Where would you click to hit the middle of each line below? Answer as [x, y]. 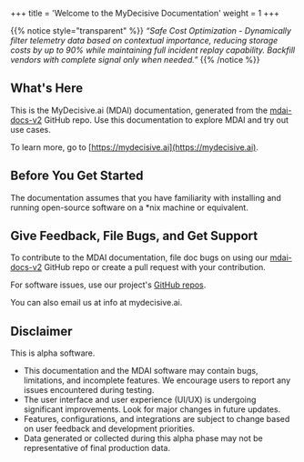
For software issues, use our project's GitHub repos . [108, 285]
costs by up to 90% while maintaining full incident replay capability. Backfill [152, 50]
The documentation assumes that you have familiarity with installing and [146, 197]
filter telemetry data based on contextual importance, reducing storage [144, 40]
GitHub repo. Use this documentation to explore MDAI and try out [167, 120]
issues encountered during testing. [89, 390]
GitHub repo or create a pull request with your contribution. [155, 267]
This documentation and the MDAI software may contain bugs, [141, 371]
